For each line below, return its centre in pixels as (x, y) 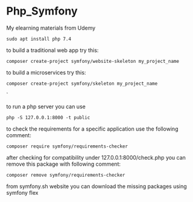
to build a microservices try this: (46, 72)
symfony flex (22, 192)
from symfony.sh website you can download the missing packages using (96, 186)
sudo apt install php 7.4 (39, 39)
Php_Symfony (42, 11)
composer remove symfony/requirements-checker (66, 175)
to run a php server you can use (46, 106)
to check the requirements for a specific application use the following (92, 129)
